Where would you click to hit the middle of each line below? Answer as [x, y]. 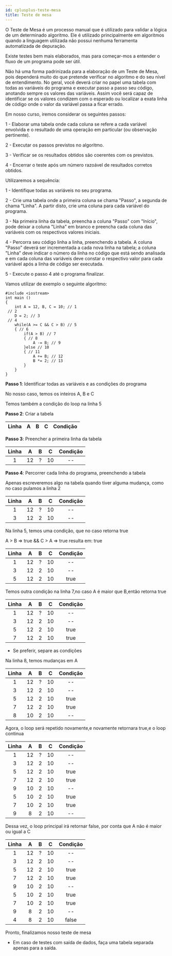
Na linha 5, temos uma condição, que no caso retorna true [67, 531]
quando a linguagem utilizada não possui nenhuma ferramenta [71, 40]
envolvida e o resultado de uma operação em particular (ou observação [81, 130]
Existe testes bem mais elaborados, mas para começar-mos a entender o [83, 56]
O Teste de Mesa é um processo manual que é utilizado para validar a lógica [86, 29]
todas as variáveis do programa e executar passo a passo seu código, [79, 87]
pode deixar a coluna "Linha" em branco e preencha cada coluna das [79, 226]
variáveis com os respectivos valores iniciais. [53, 232]
